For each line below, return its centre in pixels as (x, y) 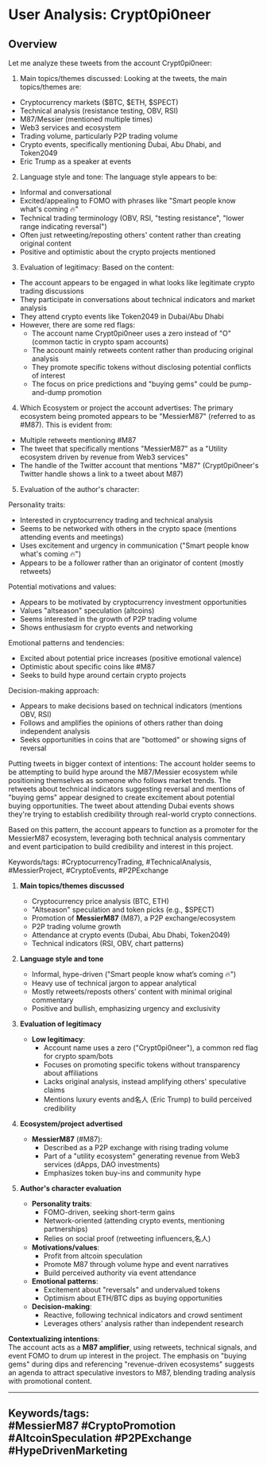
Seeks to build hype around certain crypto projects (103, 675)
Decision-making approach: (54, 690)
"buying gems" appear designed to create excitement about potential (122, 797)
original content (45, 243)
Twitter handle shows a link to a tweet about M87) (102, 474)
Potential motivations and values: (62, 587)
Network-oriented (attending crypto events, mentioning (134, 1221)
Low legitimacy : (58, 1039)
